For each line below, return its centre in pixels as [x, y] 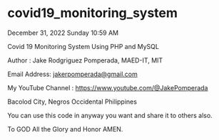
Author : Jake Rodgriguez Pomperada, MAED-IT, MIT [85, 60]
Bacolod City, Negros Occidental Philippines [72, 102]
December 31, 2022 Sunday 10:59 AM [63, 33]
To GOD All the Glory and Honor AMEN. [65, 129]
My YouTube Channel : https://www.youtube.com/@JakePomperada [108, 87]
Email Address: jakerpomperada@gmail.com [72, 74]
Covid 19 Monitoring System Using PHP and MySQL [83, 46]
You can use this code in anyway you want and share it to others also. [110, 115]
